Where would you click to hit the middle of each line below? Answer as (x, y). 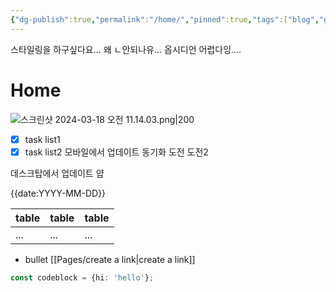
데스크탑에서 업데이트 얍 (57, 173)
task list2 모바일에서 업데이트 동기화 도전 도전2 (116, 152)
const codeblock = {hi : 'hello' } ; (82, 277)
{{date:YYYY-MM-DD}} (58, 193)
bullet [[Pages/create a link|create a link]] (110, 259)
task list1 (42, 139)
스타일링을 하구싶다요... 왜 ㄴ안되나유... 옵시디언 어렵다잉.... (126, 49)
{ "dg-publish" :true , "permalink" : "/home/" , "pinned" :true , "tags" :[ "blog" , (165, 19)
